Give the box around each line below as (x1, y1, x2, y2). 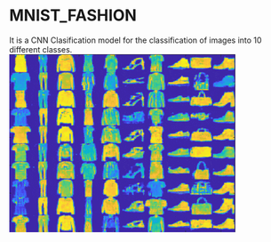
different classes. (9, 44, 73, 54)
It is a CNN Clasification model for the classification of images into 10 (9, 35, 262, 45)
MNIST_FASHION (9, 5, 138, 26)
